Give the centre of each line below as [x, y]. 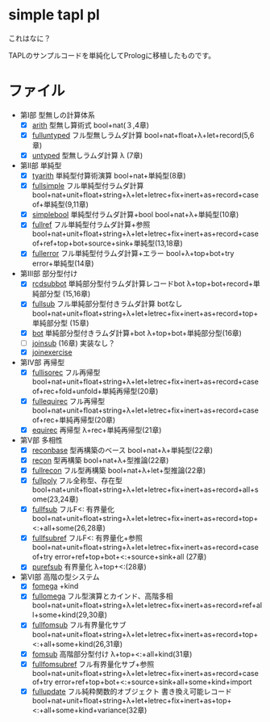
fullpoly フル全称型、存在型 [77, 481]
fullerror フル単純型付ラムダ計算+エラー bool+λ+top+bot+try [133, 254]
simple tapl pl [54, 15]
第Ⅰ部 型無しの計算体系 [57, 115]
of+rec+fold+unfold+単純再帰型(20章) [95, 391]
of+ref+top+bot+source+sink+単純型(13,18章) [107, 243]
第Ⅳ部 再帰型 [42, 362]
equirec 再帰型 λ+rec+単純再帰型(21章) [97, 430]
